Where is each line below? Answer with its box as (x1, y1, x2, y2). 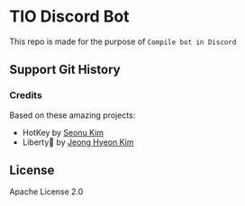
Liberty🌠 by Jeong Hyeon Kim (22, 137, 134, 148)
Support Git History (9, 62, 121, 77)
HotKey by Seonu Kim (22, 127, 104, 138)
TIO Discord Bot (9, 6, 130, 27)
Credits (9, 89, 42, 102)
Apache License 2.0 (9, 186, 84, 197)
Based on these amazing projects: (9, 110, 136, 121)
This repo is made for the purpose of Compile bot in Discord (9, 36, 237, 47)
